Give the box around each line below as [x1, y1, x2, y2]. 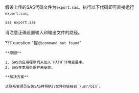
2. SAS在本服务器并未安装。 [5, 65, 55, 70]
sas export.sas [5, 20, 36, 25]
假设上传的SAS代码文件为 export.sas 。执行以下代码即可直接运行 [5, 4, 135, 10]
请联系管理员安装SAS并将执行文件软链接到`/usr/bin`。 [5, 84, 103, 89]
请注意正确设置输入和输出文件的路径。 [5, 29, 82, 35]
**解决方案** [5, 74, 29, 79]
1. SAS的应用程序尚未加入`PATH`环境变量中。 [5, 60, 87, 65]
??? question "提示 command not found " [5, 39, 82, 45]
